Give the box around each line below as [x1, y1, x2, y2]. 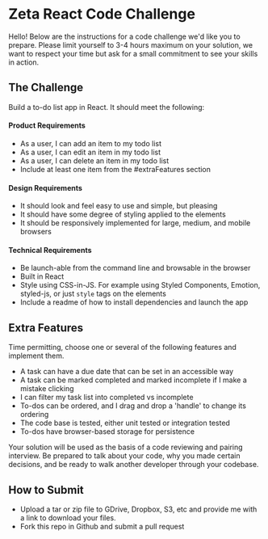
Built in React [19, 272, 65, 281]
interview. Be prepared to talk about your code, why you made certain [8, 451, 241, 461]
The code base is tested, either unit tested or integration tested [19, 418, 230, 428]
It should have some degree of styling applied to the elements [19, 209, 226, 219]
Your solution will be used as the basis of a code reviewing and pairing [8, 442, 244, 453]
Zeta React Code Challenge [8, 5, 196, 23]
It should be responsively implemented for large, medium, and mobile [19, 218, 251, 228]
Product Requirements [8, 120, 86, 130]
